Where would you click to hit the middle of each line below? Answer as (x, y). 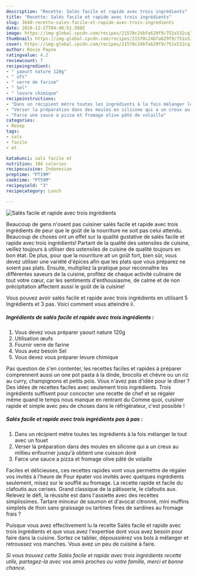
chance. (16, 568)
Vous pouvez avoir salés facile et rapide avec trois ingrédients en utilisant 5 (97, 298)
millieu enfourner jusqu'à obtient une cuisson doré (75, 452)
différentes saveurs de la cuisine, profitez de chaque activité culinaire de (94, 274)
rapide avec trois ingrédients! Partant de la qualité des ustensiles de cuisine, (98, 243)
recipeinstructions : (31, 98)
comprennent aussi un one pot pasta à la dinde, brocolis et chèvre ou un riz (97, 374)
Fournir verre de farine (42, 345)
